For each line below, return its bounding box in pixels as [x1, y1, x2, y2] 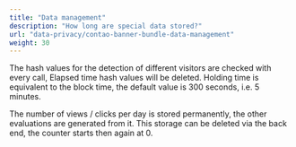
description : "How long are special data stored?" [9, 22, 203, 30]
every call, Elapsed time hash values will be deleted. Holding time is [9, 73, 259, 83]
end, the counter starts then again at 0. [9, 127, 153, 139]
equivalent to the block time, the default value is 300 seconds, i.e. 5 [9, 82, 260, 92]
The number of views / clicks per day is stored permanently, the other [9, 108, 267, 119]
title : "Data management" [9, 13, 106, 22]
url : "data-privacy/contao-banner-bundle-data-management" [9, 30, 235, 39]
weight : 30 [9, 38, 50, 48]
